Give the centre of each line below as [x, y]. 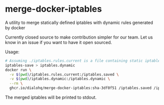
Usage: [12, 52]
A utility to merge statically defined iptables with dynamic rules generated [79, 22]
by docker [15, 27]
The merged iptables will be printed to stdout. [51, 97]
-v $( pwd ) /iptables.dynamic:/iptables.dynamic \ [60, 79]
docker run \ [18, 70]
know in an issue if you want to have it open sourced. [59, 42]
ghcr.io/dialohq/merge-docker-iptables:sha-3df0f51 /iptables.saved [81, 88]
